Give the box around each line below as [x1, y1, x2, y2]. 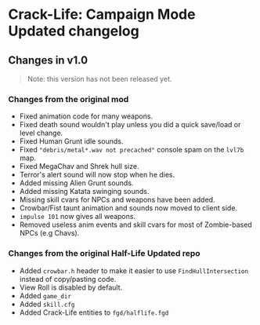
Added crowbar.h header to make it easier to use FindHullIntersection [19, 265, 249, 276]
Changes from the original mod [8, 93, 129, 104]
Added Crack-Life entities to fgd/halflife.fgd [19, 308, 169, 317]
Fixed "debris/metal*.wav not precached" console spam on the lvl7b [19, 145, 244, 155]
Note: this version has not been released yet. [27, 75, 172, 83]
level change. [19, 128, 63, 138]
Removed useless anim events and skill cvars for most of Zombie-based [19, 220, 252, 229]
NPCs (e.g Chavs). [19, 228, 80, 238]
